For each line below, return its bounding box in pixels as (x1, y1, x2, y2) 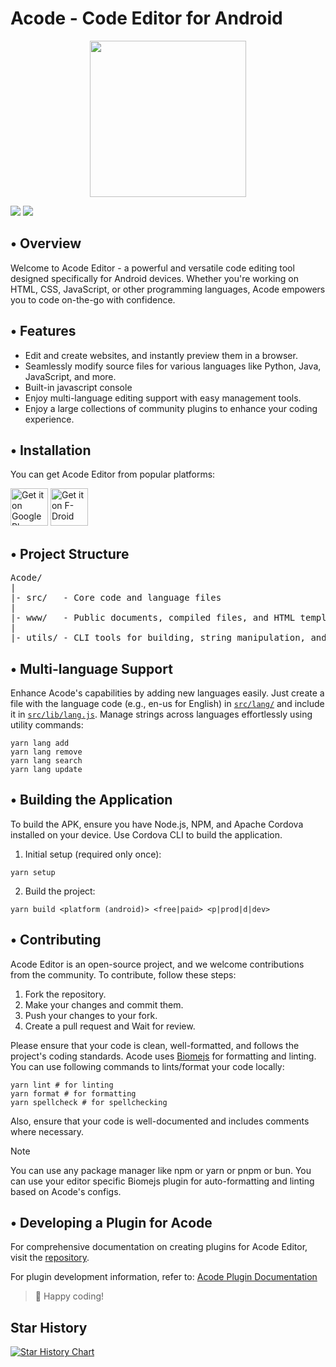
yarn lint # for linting (10, 1080, 114, 1090)
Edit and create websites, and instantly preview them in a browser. (24, 349, 298, 361)
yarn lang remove (10, 747, 83, 757)
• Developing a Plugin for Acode (10, 1215, 213, 1232)
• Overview (10, 235, 82, 252)
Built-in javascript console (24, 381, 133, 393)
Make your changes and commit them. (24, 998, 184, 1011)
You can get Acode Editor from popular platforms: (10, 468, 216, 481)
